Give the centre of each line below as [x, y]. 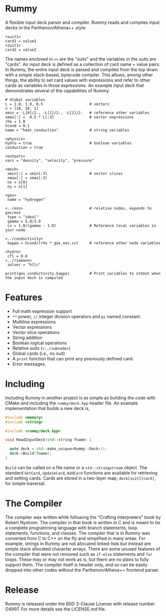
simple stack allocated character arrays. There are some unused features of [83, 548]
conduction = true [24, 147]
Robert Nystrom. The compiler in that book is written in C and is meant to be [83, 522]
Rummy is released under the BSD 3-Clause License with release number [80, 604]
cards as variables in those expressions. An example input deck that [75, 85]
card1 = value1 [21, 41]
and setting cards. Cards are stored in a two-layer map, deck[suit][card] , [81, 478]
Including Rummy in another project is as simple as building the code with [80, 398]
